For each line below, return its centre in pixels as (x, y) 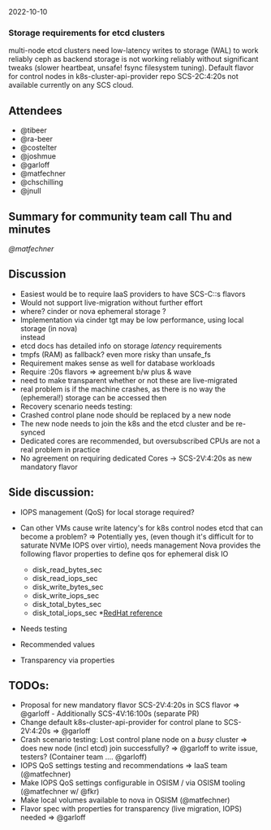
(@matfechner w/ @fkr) (60, 792)
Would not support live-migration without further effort (111, 302)
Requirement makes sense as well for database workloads (117, 363)
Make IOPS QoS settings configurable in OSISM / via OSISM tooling (133, 783)
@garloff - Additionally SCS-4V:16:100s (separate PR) (110, 714)
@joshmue (38, 156)
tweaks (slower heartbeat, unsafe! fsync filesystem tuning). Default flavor (131, 68)
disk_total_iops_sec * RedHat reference (97, 613)
